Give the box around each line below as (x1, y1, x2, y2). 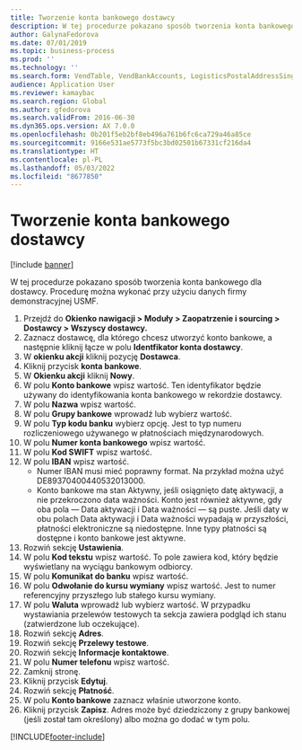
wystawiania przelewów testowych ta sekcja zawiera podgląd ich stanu (22, 609, 287, 620)
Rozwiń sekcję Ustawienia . (22, 543, 125, 553)
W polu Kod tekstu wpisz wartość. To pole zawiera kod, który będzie (22, 551, 279, 562)
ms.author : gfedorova (10, 105, 91, 114)
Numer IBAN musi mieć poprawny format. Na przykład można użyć (36, 466, 285, 477)
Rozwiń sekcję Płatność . (22, 685, 115, 696)
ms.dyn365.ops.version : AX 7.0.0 (10, 122, 135, 131)
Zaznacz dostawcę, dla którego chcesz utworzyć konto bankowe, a (22, 332, 272, 343)
